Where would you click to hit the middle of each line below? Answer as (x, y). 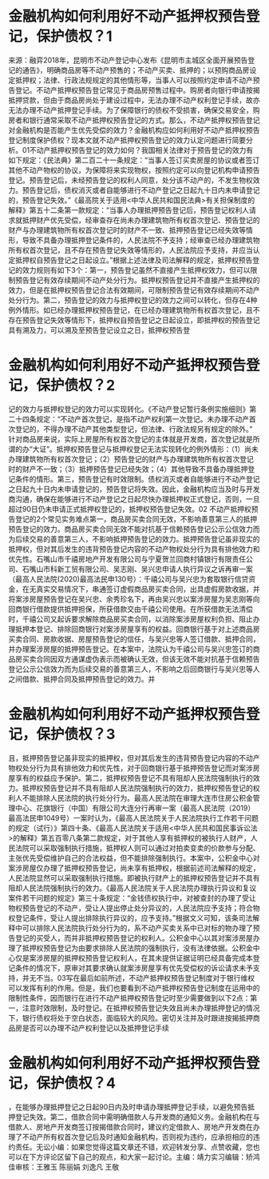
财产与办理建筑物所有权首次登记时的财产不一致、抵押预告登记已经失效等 (127, 230)
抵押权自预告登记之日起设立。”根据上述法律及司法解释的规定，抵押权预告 (134, 260)
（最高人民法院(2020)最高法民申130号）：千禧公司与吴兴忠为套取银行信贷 (129, 579)
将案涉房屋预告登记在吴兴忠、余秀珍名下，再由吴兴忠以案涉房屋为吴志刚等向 (134, 599)
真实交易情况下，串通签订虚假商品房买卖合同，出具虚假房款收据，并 (148, 589)
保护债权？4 (76, 1083)
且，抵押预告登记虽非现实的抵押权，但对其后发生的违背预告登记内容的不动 (131, 757)
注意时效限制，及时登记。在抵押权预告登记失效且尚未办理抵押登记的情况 (141, 1008)
